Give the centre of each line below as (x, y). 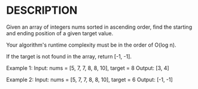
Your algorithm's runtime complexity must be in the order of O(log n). (91, 45)
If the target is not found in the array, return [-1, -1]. (69, 56)
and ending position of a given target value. (60, 33)
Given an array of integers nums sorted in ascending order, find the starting (99, 27)
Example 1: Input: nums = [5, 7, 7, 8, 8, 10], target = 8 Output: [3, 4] (88, 68)
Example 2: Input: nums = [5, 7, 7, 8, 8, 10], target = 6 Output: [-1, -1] (90, 79)
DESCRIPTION (42, 10)
